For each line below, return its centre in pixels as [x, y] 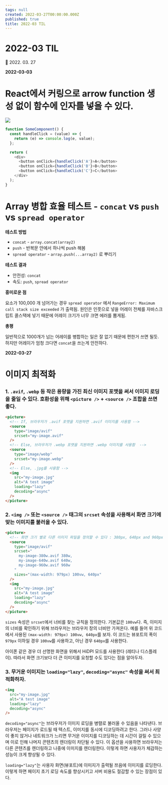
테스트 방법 [16, 232]
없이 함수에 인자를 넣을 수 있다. [74, 106]
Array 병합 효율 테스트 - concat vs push [82, 206]
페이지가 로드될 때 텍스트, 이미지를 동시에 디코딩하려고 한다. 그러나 [87, 729]
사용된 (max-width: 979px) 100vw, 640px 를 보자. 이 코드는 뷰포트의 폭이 [86, 634]
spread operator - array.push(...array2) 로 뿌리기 [64, 254]
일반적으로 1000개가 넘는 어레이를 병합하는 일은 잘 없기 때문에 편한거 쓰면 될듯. [82, 336]
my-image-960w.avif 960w [44, 565]
